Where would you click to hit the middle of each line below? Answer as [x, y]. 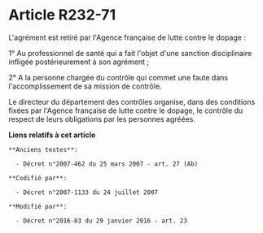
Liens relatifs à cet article [52, 135]
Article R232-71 [62, 15]
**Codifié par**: [38, 178]
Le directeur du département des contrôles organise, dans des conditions [132, 101]
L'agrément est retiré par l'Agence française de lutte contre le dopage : [127, 37]
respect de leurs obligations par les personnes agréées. [102, 119]
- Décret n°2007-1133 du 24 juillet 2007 [87, 192]
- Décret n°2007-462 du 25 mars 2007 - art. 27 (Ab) [107, 164]
